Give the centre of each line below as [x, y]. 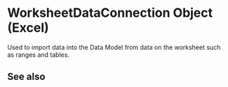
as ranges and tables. [39, 55]
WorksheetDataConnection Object [110, 13]
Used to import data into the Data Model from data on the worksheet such [114, 47]
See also [26, 77]
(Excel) [28, 28]
